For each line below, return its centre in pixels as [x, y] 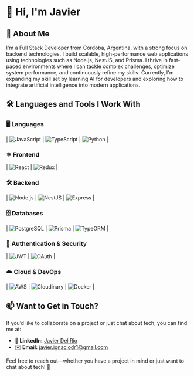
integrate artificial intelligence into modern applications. [73, 85]
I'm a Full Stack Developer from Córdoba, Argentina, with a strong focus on [97, 48]
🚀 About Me [28, 34]
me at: [14, 329]
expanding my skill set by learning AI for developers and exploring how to [95, 79]
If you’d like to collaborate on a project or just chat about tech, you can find [97, 323]
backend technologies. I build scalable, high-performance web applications [97, 54]
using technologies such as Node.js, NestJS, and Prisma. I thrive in [87, 60]
